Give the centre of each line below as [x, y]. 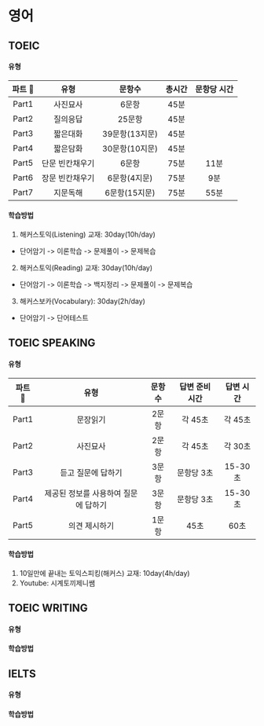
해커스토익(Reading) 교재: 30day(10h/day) [86, 267]
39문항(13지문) [130, 134]
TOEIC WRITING [48, 609]
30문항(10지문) [130, 148]
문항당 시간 [214, 89]
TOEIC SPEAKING [52, 343]
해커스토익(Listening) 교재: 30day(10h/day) [87, 234]
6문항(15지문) [130, 192]
